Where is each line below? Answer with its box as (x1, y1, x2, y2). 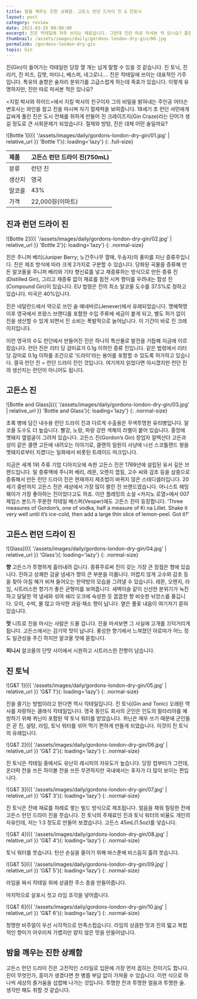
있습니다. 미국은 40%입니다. (6, 290, 72, 297)
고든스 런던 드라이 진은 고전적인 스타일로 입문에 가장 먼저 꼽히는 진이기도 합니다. (6, 964, 189, 971)
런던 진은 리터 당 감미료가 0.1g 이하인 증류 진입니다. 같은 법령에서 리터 (28, 344, 188, 351)
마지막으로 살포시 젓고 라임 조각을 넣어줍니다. (6, 892, 110, 898)
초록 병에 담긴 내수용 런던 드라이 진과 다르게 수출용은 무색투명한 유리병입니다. (6, 419, 183, 426)
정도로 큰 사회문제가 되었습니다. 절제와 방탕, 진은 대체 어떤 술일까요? (12, 120, 168, 127)
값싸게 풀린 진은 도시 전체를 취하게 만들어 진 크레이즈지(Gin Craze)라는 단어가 (6, 113, 184, 120)
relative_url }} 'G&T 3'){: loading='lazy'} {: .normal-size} (6, 793, 140, 799)
